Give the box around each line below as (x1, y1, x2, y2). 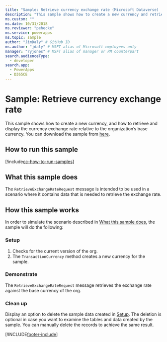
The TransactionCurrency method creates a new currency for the (12, 253, 146, 259)
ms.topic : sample (5, 35, 41, 40)
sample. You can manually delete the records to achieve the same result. (5, 322, 154, 328)
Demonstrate (5, 271, 38, 278)
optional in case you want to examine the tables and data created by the (5, 317, 153, 323)
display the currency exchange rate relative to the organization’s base (5, 125, 148, 132)
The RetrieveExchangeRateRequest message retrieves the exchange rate (5, 282, 152, 288)
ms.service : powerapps (5, 30, 52, 35)
